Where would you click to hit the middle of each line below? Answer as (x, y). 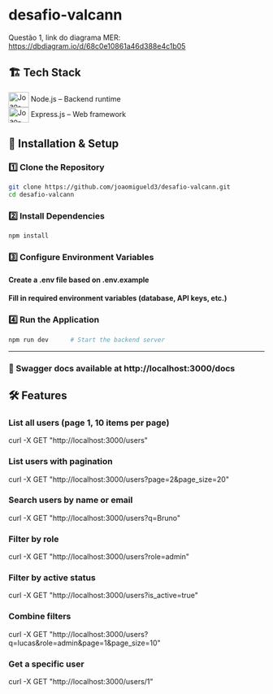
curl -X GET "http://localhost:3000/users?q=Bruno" (95, 518)
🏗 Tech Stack (45, 73)
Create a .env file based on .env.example (79, 280)
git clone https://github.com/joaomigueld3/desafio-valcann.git (119, 187)
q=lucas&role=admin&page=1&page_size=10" (84, 643)
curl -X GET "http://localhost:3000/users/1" (81, 682)
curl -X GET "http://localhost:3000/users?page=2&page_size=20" (119, 479)
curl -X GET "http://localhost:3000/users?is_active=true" (104, 596)
